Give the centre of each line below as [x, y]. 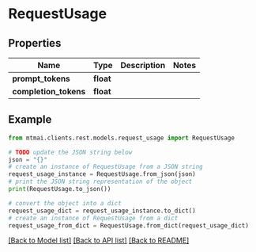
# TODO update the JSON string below [70, 152]
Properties [35, 43]
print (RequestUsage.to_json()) [60, 189]
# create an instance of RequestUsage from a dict [93, 218]
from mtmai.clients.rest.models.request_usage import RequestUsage [122, 138]
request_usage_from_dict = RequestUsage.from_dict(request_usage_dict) [128, 225]
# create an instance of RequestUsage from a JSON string [105, 167]
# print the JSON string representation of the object [100, 182]
